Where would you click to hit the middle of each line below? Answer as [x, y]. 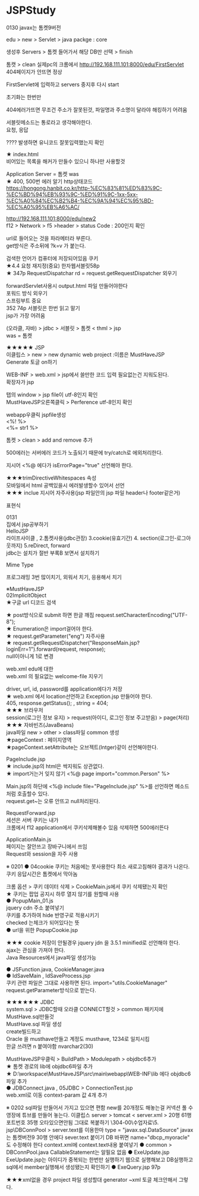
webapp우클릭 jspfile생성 [36, 414]
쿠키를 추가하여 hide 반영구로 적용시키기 [53, 915]
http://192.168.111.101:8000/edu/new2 [51, 218]
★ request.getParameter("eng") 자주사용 [56, 636]
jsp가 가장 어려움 [26, 315]
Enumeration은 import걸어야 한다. [53, 628]
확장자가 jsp [20, 382]
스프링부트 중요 [24, 300]
